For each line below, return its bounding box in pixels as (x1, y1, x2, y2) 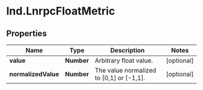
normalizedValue (9, 70, 59, 78)
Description (110, 47, 145, 54)
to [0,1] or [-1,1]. (94, 74, 146, 82)
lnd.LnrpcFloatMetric (6, 4, 115, 18)
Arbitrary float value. (94, 56, 153, 65)
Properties (6, 28, 47, 39)
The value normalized (94, 66, 156, 74)
